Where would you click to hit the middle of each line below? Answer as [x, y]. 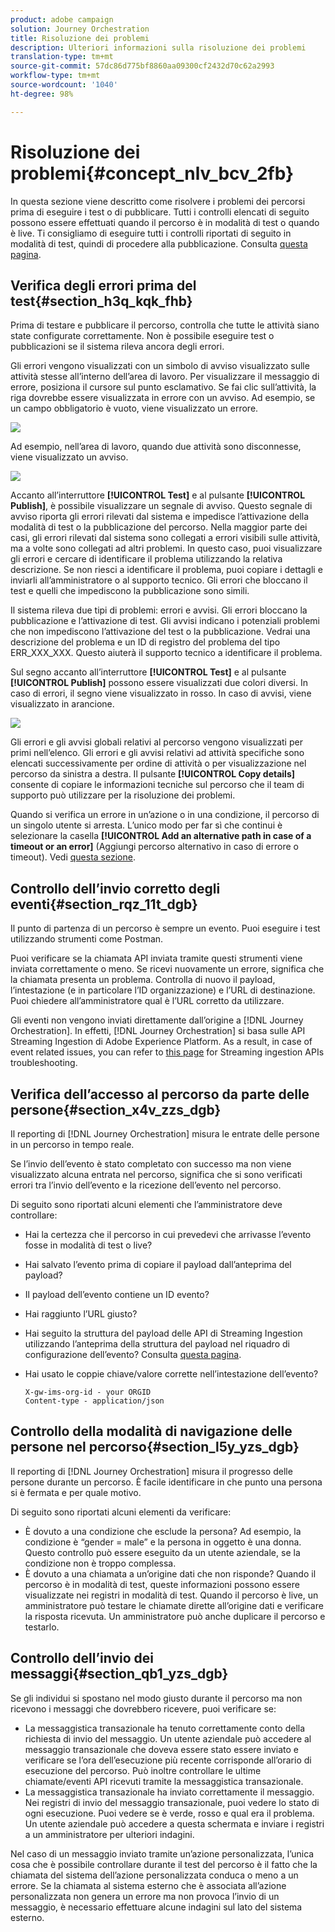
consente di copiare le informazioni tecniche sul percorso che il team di [157, 785]
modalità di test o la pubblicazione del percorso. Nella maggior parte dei [159, 527]
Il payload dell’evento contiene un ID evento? [117, 1294]
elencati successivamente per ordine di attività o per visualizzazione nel [158, 763]
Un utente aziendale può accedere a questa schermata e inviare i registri [174, 1823]
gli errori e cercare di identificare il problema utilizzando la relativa [146, 559]
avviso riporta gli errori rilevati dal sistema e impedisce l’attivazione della [160, 517]
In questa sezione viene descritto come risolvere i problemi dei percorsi [158, 201]
